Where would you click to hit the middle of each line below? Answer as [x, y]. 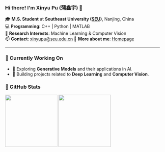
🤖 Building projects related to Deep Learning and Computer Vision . [81, 74]
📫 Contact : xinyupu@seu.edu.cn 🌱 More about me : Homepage [70, 39]
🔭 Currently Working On [34, 58]
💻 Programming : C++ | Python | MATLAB [47, 26]
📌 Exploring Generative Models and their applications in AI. [72, 69]
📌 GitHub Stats [23, 87]
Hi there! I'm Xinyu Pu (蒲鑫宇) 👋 [44, 7]
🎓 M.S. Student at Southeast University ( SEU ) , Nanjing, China [69, 19]
